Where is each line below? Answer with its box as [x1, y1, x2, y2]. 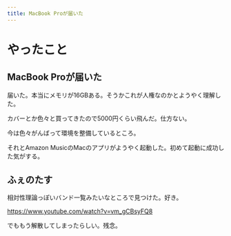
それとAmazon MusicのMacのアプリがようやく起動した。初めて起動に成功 [7, 143, 219, 151]
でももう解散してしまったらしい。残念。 [7, 222, 122, 230]
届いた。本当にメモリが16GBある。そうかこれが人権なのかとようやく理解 [7, 91, 215, 99]
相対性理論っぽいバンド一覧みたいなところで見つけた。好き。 [7, 193, 183, 202]
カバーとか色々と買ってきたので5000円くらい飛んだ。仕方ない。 [7, 114, 191, 122]
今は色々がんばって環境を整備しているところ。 [7, 129, 140, 137]
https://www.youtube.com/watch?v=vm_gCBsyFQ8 [7, 207, 153, 215]
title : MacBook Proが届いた [7, 10, 84, 17]
